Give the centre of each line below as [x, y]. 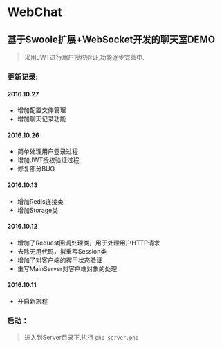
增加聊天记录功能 [41, 119]
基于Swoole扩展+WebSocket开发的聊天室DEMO [111, 39]
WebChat [35, 12]
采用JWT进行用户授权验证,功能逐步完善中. [84, 57]
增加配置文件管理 [41, 110]
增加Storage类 [38, 210]
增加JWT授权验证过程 [48, 160]
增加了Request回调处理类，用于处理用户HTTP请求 [89, 243]
